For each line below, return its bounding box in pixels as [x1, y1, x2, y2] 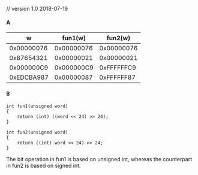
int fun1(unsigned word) [6, 103, 68, 110]
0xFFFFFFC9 [99, 64, 136, 72]
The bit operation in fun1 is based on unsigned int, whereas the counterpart [6, 156, 193, 163]
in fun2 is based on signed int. [6, 162, 81, 170]
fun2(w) [106, 34, 131, 43]
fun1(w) [62, 34, 86, 43]
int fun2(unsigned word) [6, 129, 68, 135]
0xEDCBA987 [9, 73, 49, 82]
